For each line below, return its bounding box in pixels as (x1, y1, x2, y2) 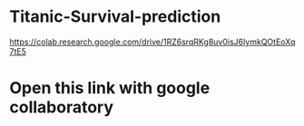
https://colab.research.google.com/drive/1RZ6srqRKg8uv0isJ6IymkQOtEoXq (9, 36, 296, 47)
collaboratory (9, 97, 114, 118)
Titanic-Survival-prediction (9, 6, 221, 27)
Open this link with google (9, 78, 211, 99)
